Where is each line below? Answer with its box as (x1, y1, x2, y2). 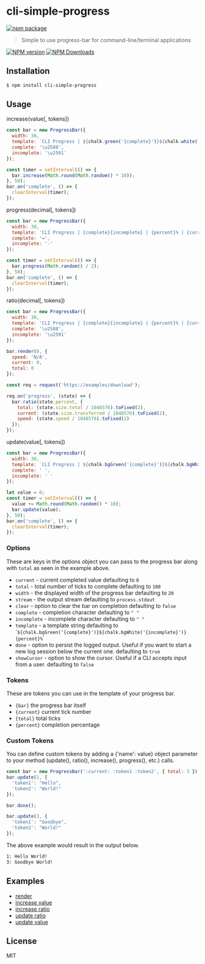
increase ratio (15, 905, 50, 913)
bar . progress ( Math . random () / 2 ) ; (12, 263, 99, 270)
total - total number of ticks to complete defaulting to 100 (15, 582, 161, 590)
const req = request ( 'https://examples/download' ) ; (6, 382, 140, 388)
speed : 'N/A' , (12, 354, 48, 360)
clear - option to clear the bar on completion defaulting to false (15, 602, 176, 609)
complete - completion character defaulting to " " (15, 609, 140, 616)
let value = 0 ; (6, 489, 45, 496)
